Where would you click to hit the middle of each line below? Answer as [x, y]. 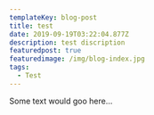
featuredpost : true [45, 51]
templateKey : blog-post [53, 17]
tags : [19, 68]
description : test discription [67, 42]
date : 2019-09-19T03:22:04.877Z [69, 34]
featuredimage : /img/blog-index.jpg [77, 59]
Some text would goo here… [61, 101]
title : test [31, 26]
